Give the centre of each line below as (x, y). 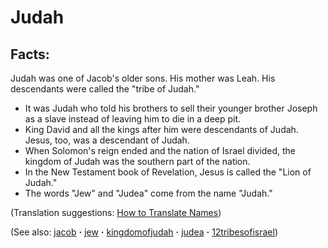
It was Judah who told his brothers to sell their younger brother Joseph (171, 108)
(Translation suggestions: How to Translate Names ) (116, 212)
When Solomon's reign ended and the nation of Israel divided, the (160, 150)
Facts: (30, 54)
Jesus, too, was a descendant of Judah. (107, 140)
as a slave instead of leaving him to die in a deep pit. (133, 119)
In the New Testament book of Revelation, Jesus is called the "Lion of (168, 172)
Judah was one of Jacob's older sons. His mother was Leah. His (143, 78)
